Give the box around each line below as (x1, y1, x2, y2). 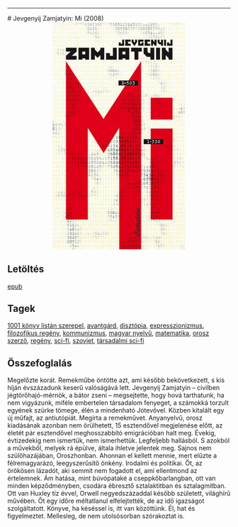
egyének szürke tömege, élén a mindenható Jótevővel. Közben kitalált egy (7, 406, 225, 415)
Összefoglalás (7, 357, 72, 369)
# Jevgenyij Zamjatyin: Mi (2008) (7, 14, 104, 22)
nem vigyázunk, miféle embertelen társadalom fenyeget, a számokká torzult (7, 398, 229, 407)
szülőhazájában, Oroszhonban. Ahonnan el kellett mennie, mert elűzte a (7, 452, 217, 460)
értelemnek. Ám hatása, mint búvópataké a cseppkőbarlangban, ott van (7, 474, 216, 483)
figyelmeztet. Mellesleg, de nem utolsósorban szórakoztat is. (7, 512, 185, 521)
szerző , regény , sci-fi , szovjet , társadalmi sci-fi (7, 337, 144, 345)
